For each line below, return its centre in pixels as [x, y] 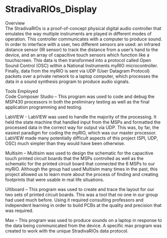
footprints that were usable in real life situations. [55, 179]
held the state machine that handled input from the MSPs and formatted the [83, 122]
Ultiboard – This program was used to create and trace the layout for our [80, 189]
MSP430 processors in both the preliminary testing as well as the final [77, 101]
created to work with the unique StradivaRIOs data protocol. [67, 230]
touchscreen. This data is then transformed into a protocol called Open [78, 60]
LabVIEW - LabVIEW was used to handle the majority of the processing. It [81, 116]
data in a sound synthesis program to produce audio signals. [67, 81]
